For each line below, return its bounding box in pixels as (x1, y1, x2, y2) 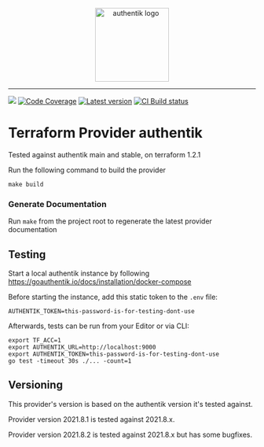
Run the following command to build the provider (8, 165, 167, 175)
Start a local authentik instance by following (8, 268, 150, 279)
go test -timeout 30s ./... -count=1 (8, 357, 132, 365)
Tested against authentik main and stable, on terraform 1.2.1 (8, 150, 201, 159)
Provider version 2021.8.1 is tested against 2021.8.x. (8, 414, 175, 424)
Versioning (8, 379, 63, 392)
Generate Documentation (8, 198, 108, 209)
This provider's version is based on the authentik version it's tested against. (8, 399, 253, 408)
